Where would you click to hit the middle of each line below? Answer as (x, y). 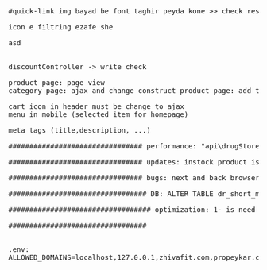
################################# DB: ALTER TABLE (111, 194)
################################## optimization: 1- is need (132, 210)
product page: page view (56, 83)
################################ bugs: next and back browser (134, 178)
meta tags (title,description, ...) (79, 130)
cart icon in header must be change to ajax (97, 106)
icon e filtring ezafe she (61, 27)
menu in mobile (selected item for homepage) (99, 114)
